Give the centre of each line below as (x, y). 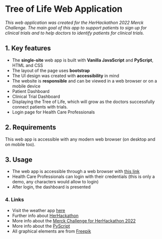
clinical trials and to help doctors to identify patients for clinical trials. (75, 33)
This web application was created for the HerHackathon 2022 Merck (74, 22)
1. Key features (28, 48)
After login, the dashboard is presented (51, 187)
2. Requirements (31, 127)
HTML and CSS (27, 65)
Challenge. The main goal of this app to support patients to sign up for (76, 27)
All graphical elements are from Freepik (52, 231)
